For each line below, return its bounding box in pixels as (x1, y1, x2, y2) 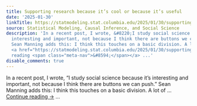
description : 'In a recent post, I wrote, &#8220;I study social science (6, 31, 191, 37)
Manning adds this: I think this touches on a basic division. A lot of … (6, 87, 172, 94)
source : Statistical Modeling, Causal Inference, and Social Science (6, 25, 180, 31)
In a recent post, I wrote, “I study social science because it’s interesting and (6, 74, 189, 81)
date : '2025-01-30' (6, 14, 54, 20)
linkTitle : (6, 19, 33, 25)
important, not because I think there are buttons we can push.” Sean (6, 80, 171, 87)
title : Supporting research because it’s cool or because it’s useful (6, 8, 182, 15)
